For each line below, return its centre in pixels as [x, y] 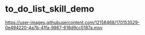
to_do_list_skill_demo [50, 9]
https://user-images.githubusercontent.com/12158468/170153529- [72, 22]
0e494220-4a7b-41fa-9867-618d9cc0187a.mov [54, 27]
